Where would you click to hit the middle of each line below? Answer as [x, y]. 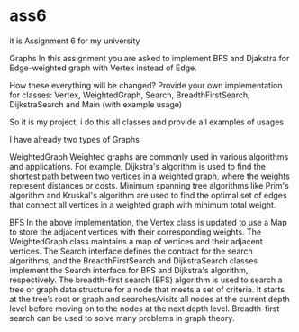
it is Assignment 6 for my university [75, 41]
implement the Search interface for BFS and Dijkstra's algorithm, [129, 270]
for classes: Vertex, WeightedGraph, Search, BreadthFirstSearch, [130, 95]
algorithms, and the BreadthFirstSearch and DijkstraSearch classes [134, 260]
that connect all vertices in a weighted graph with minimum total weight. [143, 205]
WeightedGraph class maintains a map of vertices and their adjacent [136, 241]
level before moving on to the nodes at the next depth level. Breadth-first [145, 309]
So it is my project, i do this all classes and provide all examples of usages [146, 122]
